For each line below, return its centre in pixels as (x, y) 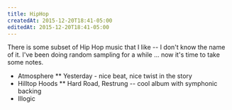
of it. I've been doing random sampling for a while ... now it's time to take (114, 55)
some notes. (26, 62)
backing (29, 91)
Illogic (26, 99)
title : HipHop (28, 14)
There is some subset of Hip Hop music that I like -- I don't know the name (116, 48)
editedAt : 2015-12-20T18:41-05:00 (59, 27)
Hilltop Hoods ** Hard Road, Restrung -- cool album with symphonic (117, 84)
